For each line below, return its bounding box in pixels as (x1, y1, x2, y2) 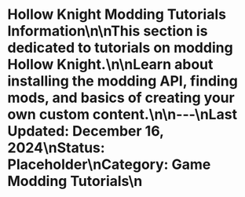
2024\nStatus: (7, 139, 105, 157)
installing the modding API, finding (7, 72, 239, 90)
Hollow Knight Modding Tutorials (7, 5, 227, 24)
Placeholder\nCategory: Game (7, 155, 211, 173)
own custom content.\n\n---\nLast (7, 106, 237, 123)
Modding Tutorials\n (7, 173, 143, 190)
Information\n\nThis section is (7, 22, 208, 40)
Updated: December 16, (7, 122, 164, 140)
